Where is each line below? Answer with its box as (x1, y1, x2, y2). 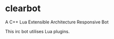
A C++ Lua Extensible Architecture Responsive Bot (5, 19, 109, 25)
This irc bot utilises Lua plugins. (5, 28, 70, 34)
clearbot (5, 3, 41, 14)
